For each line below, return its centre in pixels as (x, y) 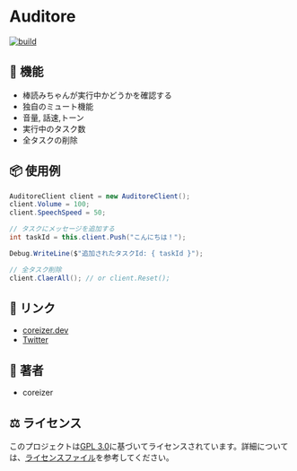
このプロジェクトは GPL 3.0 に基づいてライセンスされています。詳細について (149, 446)
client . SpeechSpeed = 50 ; (57, 213)
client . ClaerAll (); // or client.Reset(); (90, 278)
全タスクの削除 (50, 140)
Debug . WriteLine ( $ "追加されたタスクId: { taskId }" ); (106, 253)
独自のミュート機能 (58, 106)
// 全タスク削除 (35, 270)
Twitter (35, 340)
